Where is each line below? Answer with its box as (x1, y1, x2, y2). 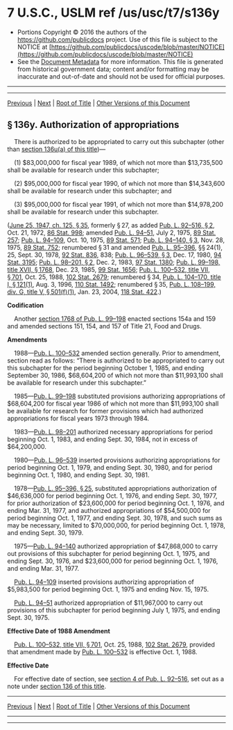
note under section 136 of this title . (7, 682, 107, 690)
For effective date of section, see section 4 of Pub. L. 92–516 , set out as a (13, 674, 224, 683)
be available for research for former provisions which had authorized (7, 406, 203, 415)
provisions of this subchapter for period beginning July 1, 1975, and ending (7, 605, 221, 614)
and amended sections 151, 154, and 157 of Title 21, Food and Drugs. (7, 322, 202, 330)
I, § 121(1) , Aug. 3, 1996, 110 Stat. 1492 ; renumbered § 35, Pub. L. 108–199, (7, 280, 216, 288)
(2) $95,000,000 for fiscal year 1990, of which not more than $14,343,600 (13, 179, 225, 187)
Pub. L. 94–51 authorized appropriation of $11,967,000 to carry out (13, 598, 203, 607)
